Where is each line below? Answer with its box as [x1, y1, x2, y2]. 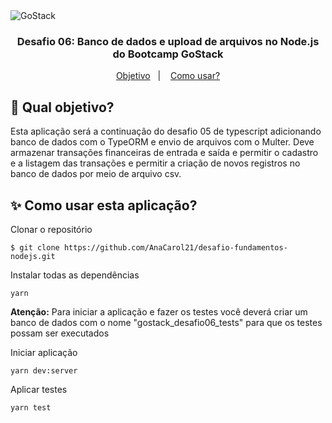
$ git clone [10, 242, 60, 253]
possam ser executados [10, 327, 110, 339]
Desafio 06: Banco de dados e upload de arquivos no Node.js [16, 34, 320, 48]
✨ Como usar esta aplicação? [10, 197, 198, 214]
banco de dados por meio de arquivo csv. [10, 168, 182, 180]
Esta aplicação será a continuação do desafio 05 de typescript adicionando [10, 125, 322, 138]
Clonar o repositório [10, 223, 93, 235]
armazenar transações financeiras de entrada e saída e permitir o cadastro [10, 147, 319, 159]
